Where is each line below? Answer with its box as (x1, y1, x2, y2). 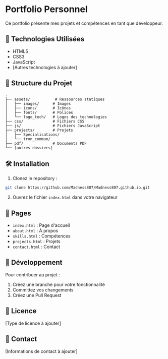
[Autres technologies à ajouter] (12, 64, 77, 70)
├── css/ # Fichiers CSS (5, 118, 85, 124)
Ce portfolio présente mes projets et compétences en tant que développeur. (5, 20, 163, 26)
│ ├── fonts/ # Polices (5, 110, 73, 115)
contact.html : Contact (12, 244, 61, 250)
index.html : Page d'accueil (12, 222, 70, 228)
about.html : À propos (12, 228, 59, 234)
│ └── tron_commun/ (5, 136, 51, 142)
